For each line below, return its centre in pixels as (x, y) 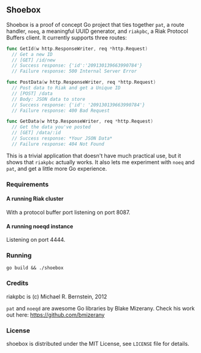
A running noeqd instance (40, 226)
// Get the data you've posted (51, 127)
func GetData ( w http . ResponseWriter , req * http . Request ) (80, 122)
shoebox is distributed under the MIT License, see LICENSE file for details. (98, 344)
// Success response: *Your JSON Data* (62, 139)
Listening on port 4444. (36, 240)
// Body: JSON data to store (49, 99)
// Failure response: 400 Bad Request (61, 111)
